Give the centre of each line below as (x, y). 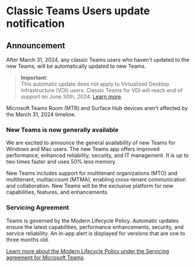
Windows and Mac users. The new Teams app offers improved (83, 149)
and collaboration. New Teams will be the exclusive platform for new (90, 186)
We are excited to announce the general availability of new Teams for (91, 143)
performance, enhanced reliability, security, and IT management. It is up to (97, 155)
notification (35, 23)
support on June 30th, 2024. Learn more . (72, 97)
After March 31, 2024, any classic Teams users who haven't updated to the (98, 60)
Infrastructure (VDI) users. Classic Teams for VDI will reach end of (102, 90)
